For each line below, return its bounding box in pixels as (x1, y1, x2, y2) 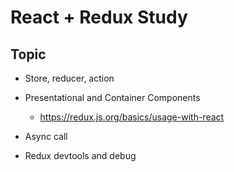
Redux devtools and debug (24, 150, 137, 161)
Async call (24, 131, 68, 142)
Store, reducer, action (24, 72, 115, 84)
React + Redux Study (10, 6, 188, 29)
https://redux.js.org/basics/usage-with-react (39, 111, 225, 123)
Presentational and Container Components (24, 92, 201, 103)
